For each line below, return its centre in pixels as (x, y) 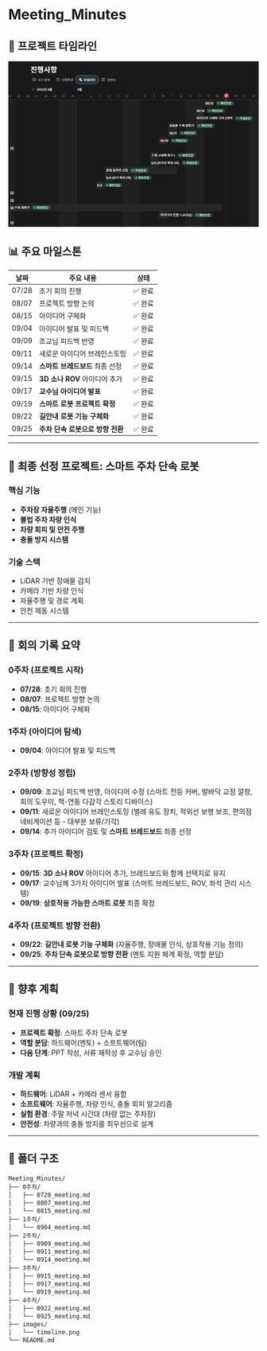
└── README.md (32, 1340)
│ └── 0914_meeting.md (49, 1260)
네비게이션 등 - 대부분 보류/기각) (70, 822)
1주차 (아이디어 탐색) (45, 731)
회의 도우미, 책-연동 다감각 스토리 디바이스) (86, 802)
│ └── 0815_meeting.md (49, 1211)
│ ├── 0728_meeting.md (49, 1195)
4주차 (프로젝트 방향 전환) (54, 925)
